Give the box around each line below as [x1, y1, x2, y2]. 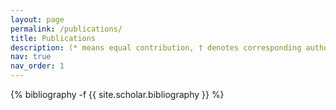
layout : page [10, 14, 65, 25]
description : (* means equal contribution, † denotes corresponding [10, 42, 302, 53]
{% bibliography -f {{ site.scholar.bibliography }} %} [10, 89, 225, 100]
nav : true [10, 52, 52, 62]
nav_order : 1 [10, 61, 65, 71]
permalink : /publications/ [10, 24, 123, 34]
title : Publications [10, 33, 97, 43]
